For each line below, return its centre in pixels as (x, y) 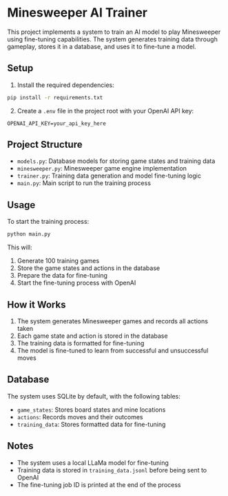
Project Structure (45, 145)
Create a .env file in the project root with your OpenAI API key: (105, 111)
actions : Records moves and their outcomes (80, 417)
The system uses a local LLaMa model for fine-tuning (93, 462)
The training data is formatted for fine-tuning (81, 343)
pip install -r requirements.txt (55, 97)
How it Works (37, 304)
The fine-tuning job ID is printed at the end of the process (99, 484)
